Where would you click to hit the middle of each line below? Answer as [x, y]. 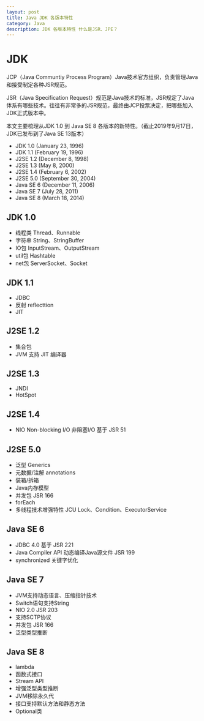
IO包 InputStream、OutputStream [57, 248]
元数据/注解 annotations [45, 473]
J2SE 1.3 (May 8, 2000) [45, 165]
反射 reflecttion [34, 305]
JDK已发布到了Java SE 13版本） [47, 134]
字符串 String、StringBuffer [50, 240]
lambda [25, 667]
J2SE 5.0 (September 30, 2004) [55, 179]
